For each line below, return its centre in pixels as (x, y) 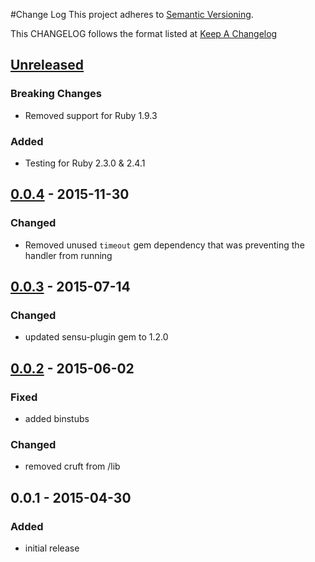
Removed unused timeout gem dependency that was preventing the (164, 245)
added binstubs (57, 419)
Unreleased (47, 65)
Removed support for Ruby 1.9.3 (91, 115)
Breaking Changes (56, 94)
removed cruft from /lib (72, 466)
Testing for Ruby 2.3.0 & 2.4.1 (85, 163)
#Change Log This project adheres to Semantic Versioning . (132, 14)
